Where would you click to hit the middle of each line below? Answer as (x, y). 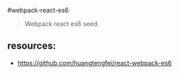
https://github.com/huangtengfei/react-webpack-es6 (95, 63)
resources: (32, 46)
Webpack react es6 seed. (62, 24)
